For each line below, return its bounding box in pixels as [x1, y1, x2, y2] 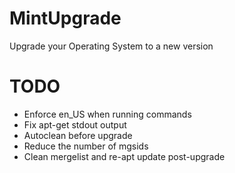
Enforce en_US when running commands [23, 108, 192, 120]
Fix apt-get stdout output [23, 118, 127, 131]
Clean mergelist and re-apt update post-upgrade [23, 150, 226, 162]
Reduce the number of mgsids [23, 140, 149, 152]
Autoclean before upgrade [23, 129, 133, 141]
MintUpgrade [9, 7, 122, 30]
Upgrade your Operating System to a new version [9, 40, 214, 52]
